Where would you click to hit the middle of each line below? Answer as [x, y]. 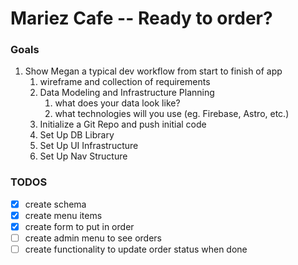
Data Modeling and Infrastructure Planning [127, 93]
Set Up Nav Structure [83, 156]
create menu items [63, 215]
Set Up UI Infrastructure [89, 146]
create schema [55, 204]
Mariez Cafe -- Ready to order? [141, 18]
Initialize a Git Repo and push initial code [123, 124]
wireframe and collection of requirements [125, 82]
